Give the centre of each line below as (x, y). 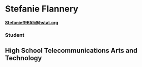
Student (15, 35)
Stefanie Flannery (42, 9)
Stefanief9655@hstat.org (32, 22)
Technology (24, 58)
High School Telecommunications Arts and (71, 51)
